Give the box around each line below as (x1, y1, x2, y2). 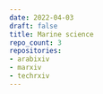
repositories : (9, 47, 63, 56)
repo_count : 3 (9, 38, 63, 47)
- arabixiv (9, 55, 50, 64)
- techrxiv (9, 72, 50, 81)
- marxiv (9, 64, 42, 73)
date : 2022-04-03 (9, 13, 74, 22)
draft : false (9, 21, 58, 30)
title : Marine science (9, 30, 94, 38)
